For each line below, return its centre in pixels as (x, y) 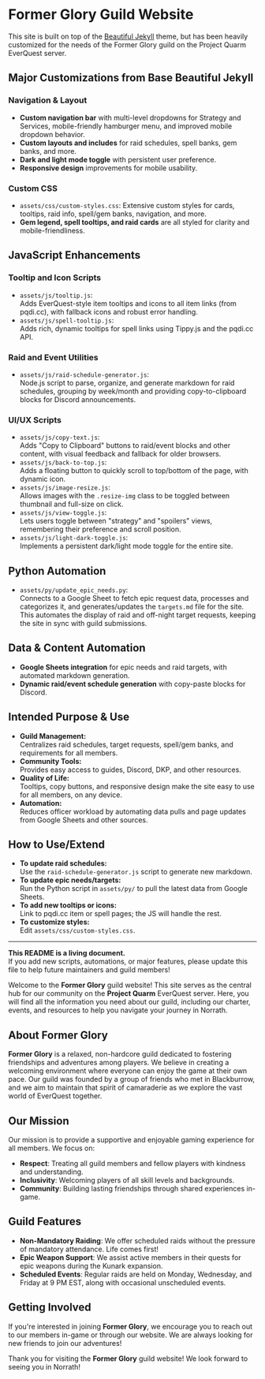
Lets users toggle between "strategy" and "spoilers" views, (116, 521)
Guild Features (45, 1222)
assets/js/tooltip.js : (56, 295)
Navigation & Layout (48, 100)
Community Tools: (50, 761)
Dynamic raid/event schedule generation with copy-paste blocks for (132, 684)
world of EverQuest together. (55, 1096)
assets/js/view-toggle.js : (63, 512)
